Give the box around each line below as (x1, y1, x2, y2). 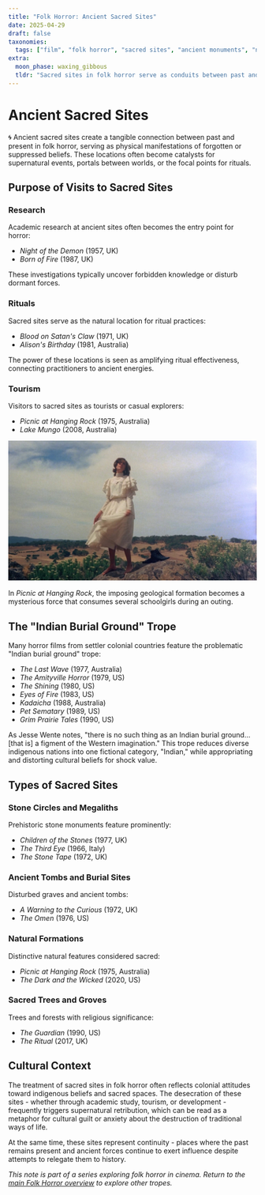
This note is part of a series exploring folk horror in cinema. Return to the (8, 1170, 246, 1179)
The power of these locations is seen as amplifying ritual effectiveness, (8, 355, 240, 364)
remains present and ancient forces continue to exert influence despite (8, 1146, 239, 1155)
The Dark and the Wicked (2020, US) (19, 974, 141, 984)
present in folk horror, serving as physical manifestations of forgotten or (8, 141, 242, 150)
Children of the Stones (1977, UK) (19, 835, 128, 845)
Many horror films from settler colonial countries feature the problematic (8, 641, 243, 650)
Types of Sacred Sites (8, 778, 118, 792)
